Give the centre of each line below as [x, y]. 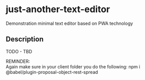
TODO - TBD [19, 51]
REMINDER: [18, 61]
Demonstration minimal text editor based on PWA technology [69, 23]
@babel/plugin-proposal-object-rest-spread [52, 72]
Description [25, 39]
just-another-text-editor [58, 9]
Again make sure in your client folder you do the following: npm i [73, 66]
